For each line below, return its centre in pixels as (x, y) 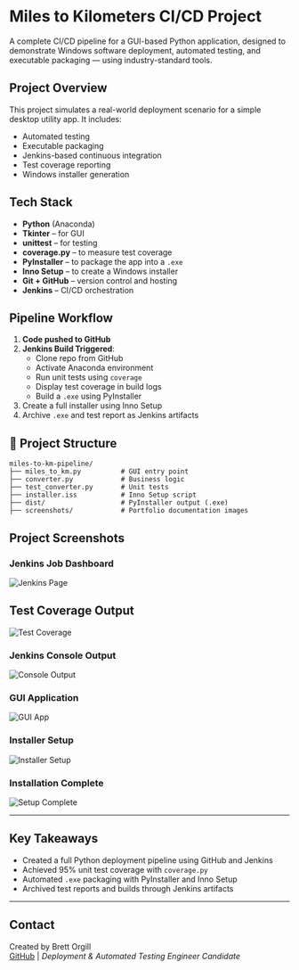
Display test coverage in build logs (98, 387)
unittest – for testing (60, 242)
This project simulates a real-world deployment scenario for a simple (135, 110)
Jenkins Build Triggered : (69, 349)
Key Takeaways (54, 838)
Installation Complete (57, 783)
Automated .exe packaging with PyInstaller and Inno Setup (129, 879)
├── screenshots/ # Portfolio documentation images (129, 511)
